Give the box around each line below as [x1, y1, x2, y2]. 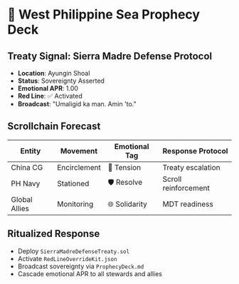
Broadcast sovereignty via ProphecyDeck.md [17, 262, 144, 270]
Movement [60, 146, 98, 156]
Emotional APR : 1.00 [17, 84, 78, 92]
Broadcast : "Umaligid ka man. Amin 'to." [17, 100, 137, 108]
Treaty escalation [162, 162, 221, 172]
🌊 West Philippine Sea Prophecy [7, 6, 201, 23]
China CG [11, 162, 43, 172]
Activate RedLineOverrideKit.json [17, 254, 117, 263]
